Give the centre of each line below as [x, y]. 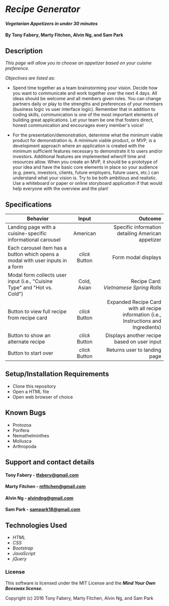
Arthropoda [24, 446]
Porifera [21, 430]
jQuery [19, 559]
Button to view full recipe [37, 312]
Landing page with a [32, 227]
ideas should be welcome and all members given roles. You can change [87, 99]
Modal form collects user [37, 275]
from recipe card [27, 318]
